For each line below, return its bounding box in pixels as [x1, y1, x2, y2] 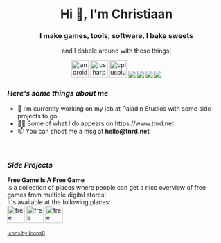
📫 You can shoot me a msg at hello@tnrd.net [17, 127, 150, 135]
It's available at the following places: [7, 198, 111, 206]
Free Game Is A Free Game [7, 176, 85, 184]
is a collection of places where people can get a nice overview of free [7, 183, 206, 192]
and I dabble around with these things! [61, 46, 172, 55]
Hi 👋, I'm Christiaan [60, 6, 173, 22]
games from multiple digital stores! [7, 190, 106, 199]
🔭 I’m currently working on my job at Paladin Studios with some [17, 104, 198, 113]
